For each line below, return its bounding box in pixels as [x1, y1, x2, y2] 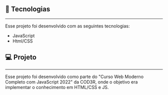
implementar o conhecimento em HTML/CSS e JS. [5, 84, 109, 90]
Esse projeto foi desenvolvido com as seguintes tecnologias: [5, 23, 130, 29]
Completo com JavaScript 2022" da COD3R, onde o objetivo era [5, 78, 138, 85]
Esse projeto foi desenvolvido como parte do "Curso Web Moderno [5, 73, 144, 79]
